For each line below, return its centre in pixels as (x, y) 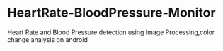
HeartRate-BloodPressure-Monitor (111, 13)
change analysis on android (48, 39)
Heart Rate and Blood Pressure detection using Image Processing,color (111, 32)
